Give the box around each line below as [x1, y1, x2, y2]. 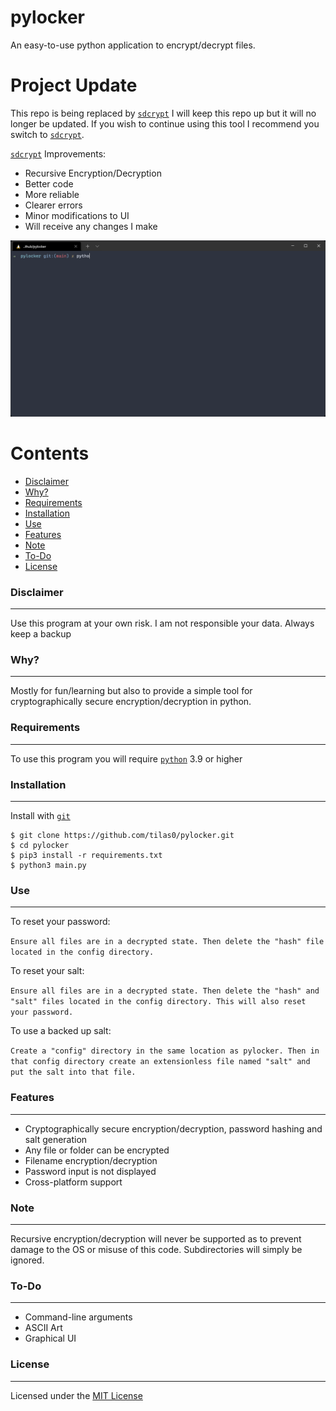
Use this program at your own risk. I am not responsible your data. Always [10, 617, 315, 630]
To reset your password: [10, 916, 111, 928]
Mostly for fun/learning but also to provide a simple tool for [10, 685, 253, 697]
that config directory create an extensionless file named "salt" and [10, 1057, 311, 1067]
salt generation [24, 1133, 88, 1145]
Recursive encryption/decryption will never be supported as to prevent [10, 1232, 302, 1245]
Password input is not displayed [24, 1165, 157, 1177]
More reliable [24, 188, 80, 200]
